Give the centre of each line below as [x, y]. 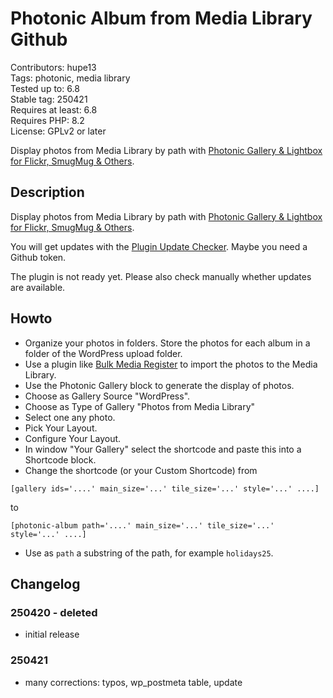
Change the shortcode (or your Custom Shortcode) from [141, 470]
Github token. [38, 257]
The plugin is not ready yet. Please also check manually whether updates [161, 276]
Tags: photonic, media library [70, 78]
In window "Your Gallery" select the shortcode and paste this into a [163, 449]
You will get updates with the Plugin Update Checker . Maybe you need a [159, 246]
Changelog [45, 583]
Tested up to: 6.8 [45, 88]
